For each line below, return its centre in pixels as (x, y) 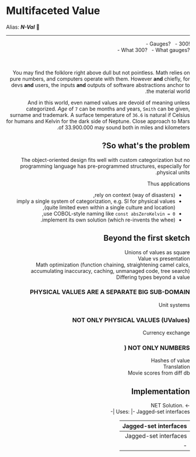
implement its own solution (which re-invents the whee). (108, 220)
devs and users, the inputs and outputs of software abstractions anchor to (100, 85)
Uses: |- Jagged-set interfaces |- (150, 412)
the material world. (167, 91)
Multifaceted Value (53, 11)
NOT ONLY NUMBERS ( (157, 348)
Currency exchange (166, 333)
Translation (176, 367)
